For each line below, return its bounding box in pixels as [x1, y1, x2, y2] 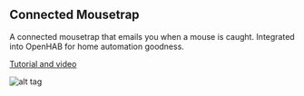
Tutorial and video [9, 58, 77, 69]
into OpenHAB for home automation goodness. [9, 41, 184, 52]
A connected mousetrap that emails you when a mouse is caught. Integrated [9, 31, 295, 42]
